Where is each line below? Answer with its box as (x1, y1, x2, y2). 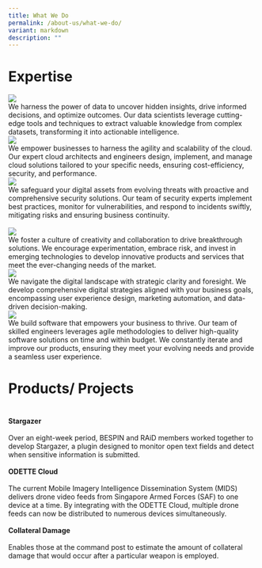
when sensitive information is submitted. (8, 449, 140, 459)
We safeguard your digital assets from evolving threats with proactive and (8, 185, 249, 195)
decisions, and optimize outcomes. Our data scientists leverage (8, 110, 215, 120)
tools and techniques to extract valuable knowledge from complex (26, 119, 243, 128)
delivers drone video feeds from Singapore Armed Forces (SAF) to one (8, 492, 239, 501)
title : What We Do (8, 11, 69, 20)
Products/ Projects (8, 379, 135, 398)
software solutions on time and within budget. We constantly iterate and (8, 335, 243, 345)
